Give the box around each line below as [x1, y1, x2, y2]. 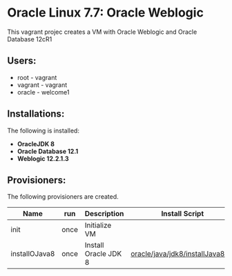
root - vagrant [17, 73, 57, 81]
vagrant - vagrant [17, 81, 68, 89]
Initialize [84, 221, 112, 230]
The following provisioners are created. [7, 193, 119, 201]
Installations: [7, 108, 65, 120]
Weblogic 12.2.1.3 [17, 154, 69, 163]
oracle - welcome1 [17, 88, 70, 96]
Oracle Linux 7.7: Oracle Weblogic [7, 5, 204, 21]
